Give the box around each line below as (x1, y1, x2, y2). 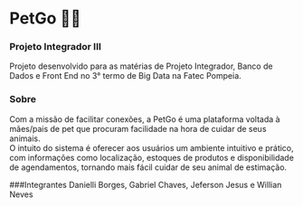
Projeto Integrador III (9, 41, 102, 53)
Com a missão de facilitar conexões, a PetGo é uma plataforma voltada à (9, 113, 280, 125)
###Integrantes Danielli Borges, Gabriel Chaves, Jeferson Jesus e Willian (9, 179, 282, 190)
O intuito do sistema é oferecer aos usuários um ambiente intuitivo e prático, (9, 142, 294, 153)
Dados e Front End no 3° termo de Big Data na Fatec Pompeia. (9, 71, 241, 81)
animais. (9, 133, 41, 144)
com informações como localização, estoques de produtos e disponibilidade (9, 152, 294, 163)
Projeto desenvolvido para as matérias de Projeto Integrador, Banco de (9, 61, 273, 71)
